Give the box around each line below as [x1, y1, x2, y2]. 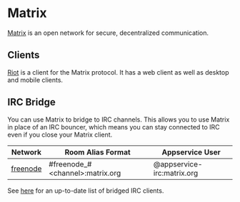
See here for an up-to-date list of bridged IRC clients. [7, 186, 164, 195]
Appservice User [161, 147, 221, 157]
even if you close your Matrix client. [7, 130, 113, 139]
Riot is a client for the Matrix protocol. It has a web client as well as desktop [7, 68, 229, 76]
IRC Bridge [7, 96, 56, 108]
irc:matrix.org [153, 168, 199, 178]
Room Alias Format [64, 147, 131, 157]
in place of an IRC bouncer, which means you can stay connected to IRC [7, 122, 220, 131]
